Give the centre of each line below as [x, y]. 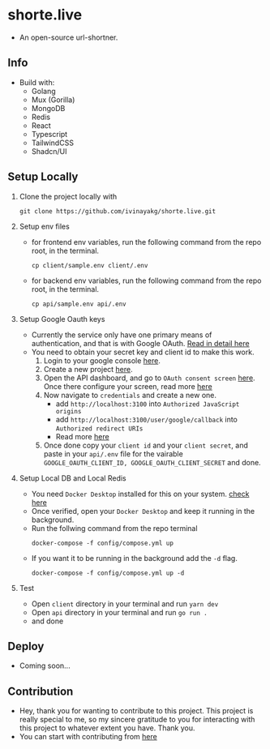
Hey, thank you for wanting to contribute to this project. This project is [136, 711]
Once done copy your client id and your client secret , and [146, 445]
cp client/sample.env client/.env [90, 265]
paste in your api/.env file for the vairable [113, 454]
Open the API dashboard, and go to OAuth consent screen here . [150, 378]
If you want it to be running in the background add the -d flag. [135, 558]
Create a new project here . [88, 369]
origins [69, 411]
